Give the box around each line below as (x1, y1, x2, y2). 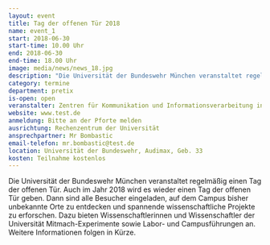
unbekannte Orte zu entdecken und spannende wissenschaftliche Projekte (8, 202, 256, 212)
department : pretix (8, 86, 74, 95)
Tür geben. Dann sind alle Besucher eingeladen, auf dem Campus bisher (8, 193, 249, 203)
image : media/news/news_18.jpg (8, 64, 113, 73)
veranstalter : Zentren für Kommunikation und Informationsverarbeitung (8, 102, 253, 110)
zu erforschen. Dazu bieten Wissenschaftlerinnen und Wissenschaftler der (8, 210, 256, 220)
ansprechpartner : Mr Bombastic (8, 131, 113, 139)
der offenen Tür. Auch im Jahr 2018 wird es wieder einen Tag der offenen (8, 185, 252, 194)
